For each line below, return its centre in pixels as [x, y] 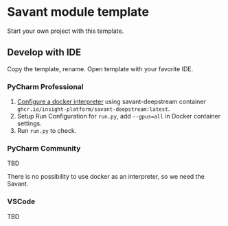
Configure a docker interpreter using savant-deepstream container [111, 102]
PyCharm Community [44, 148]
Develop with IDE [44, 52]
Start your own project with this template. [66, 31]
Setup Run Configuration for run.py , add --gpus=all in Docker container [119, 116]
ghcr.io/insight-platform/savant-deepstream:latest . [93, 109]
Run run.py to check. [47, 131]
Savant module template [78, 12]
